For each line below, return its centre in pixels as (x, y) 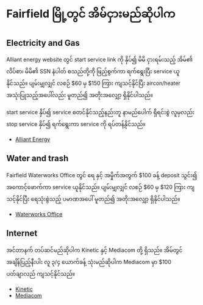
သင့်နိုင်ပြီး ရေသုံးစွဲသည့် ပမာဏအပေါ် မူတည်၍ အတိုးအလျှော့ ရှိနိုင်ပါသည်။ (93, 199)
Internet (22, 233)
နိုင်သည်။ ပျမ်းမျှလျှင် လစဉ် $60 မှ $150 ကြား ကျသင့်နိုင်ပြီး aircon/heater (94, 83)
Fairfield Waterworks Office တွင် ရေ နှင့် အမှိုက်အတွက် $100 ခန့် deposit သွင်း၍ (102, 175)
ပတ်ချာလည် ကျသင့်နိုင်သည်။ (41, 274)
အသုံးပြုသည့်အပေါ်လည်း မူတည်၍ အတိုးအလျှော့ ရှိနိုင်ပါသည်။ (80, 95)
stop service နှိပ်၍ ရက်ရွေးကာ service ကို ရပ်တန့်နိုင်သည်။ (76, 124)
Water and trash (37, 159)
